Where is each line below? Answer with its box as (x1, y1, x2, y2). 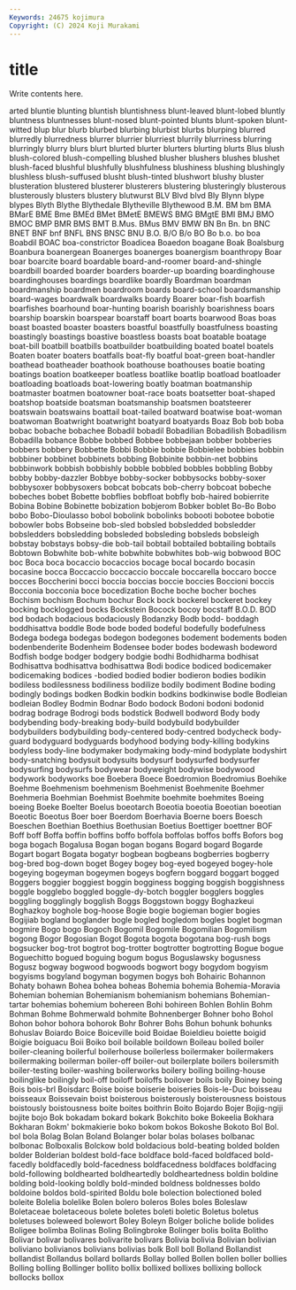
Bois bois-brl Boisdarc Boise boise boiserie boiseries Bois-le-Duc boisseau (9, 1084, 283, 1094)
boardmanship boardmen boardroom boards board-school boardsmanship (9, 284, 281, 295)
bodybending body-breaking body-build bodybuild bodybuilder (9, 717, 240, 728)
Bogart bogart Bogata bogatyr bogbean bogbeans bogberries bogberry (9, 849, 269, 860)
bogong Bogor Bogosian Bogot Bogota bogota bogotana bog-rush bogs (9, 933, 271, 944)
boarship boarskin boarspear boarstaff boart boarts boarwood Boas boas (9, 313, 277, 323)
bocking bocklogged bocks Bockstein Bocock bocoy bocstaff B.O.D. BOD (9, 604, 277, 615)
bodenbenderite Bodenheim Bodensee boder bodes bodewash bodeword (9, 642, 277, 653)
